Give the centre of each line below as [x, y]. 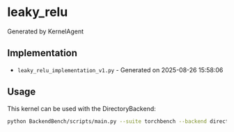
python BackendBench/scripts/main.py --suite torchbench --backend [107, 121]
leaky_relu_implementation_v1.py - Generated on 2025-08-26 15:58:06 [120, 69]
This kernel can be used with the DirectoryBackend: [82, 108]
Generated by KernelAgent [45, 31]
